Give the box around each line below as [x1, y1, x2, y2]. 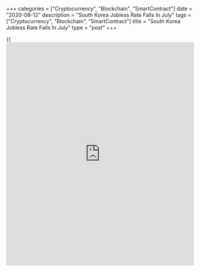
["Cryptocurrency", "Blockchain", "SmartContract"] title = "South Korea [6, 18, 180, 24]
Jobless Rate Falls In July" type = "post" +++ [6, 24, 117, 31]
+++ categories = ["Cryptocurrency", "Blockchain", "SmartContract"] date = [6, 5, 193, 12]
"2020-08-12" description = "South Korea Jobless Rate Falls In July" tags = [6, 11, 192, 18]
